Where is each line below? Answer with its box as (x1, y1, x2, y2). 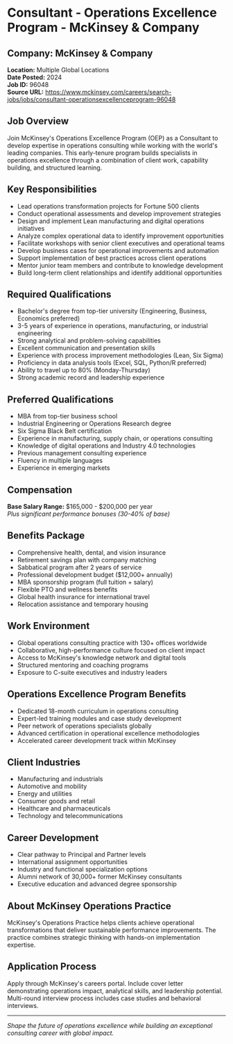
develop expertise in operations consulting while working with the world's (7, 141, 218, 149)
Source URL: (7, 88, 44, 96)
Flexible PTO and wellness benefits (17, 585, 118, 594)
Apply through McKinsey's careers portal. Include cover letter (7, 979, 184, 988)
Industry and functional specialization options (17, 865, 148, 874)
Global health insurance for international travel (17, 592, 150, 601)
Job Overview (7, 115, 69, 127)
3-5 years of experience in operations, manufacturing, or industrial (17, 322, 208, 330)
